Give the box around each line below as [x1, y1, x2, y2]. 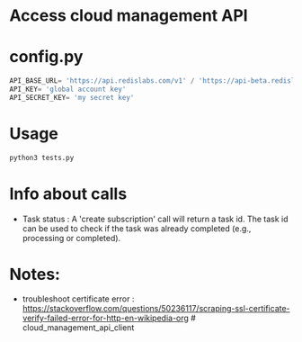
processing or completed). [22, 232, 121, 243]
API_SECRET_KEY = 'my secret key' [9, 93, 135, 102]
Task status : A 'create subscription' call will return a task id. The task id [22, 213, 289, 224]
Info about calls [9, 184, 128, 203]
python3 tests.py [9, 153, 75, 162]
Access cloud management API [9, 5, 249, 26]
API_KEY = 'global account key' [9, 85, 127, 94]
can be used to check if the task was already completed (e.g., [22, 222, 252, 234]
